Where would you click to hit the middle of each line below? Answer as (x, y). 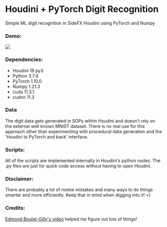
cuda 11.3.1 (23, 91)
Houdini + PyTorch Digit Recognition (82, 9)
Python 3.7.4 (25, 75)
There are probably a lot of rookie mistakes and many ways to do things (79, 190)
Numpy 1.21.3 (26, 86)
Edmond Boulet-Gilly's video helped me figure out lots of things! (71, 219)
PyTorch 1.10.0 (27, 81)
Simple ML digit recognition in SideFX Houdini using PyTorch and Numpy (80, 23)
